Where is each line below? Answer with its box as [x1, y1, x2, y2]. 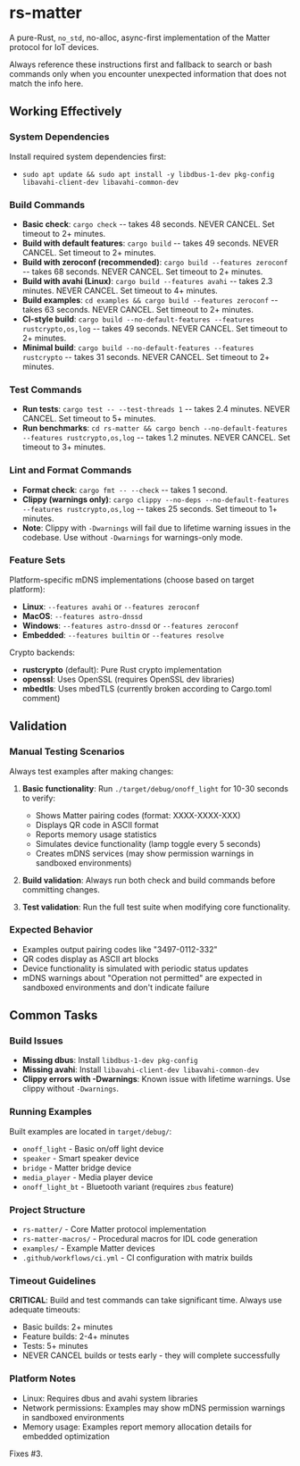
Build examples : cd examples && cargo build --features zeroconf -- [21, 294, 279, 306]
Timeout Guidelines [9, 1275, 96, 1286]
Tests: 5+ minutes [21, 1341, 88, 1352]
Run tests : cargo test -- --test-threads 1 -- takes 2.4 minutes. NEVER [21, 404, 290, 415]
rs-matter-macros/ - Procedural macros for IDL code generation [21, 1234, 258, 1244]
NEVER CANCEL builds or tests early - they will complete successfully [21, 1350, 280, 1361]
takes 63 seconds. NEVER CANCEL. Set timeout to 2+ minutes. [21, 304, 254, 314]
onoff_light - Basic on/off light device [21, 1143, 164, 1154]
